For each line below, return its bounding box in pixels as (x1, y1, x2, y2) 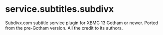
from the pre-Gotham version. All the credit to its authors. (5, 25, 123, 31)
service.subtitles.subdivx (5, 3, 114, 15)
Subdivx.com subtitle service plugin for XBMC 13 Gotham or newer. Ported (5, 20, 159, 26)
